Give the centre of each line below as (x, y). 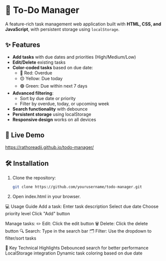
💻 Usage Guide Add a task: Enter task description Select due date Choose (82, 207)
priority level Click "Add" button (38, 214)
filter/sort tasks (21, 238)
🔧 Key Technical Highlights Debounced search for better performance (77, 248)
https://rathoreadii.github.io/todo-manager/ (50, 147)
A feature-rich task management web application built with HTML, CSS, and (83, 24)
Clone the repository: (34, 178)
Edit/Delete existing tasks (39, 62)
